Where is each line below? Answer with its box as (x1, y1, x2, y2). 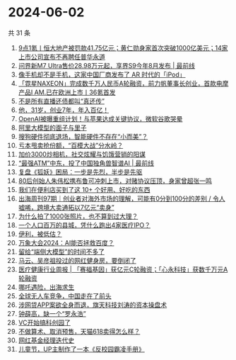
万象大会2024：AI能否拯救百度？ (18, 238, 114, 247)
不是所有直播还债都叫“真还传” (18, 96, 105, 105)
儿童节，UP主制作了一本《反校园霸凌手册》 (18, 344, 146, 353)
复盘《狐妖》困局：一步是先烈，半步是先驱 (18, 167, 143, 176)
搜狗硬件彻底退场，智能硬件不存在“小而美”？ (18, 132, 148, 140)
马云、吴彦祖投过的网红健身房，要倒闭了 (18, 256, 136, 264)
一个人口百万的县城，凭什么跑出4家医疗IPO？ (18, 220, 151, 229)
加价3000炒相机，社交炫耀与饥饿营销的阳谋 (18, 150, 146, 158)
